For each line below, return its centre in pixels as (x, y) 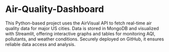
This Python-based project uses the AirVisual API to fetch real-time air (78, 23)
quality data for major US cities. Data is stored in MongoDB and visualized (82, 28)
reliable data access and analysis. (40, 44)
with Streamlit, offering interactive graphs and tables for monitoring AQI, (80, 33)
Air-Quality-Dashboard (55, 9)
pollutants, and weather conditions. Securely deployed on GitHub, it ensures (85, 39)
